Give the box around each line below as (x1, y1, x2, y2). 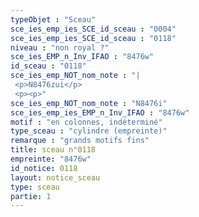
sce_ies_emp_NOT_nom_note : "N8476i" (10, 98, 168, 108)
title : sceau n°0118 (10, 145, 97, 155)
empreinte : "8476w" (10, 154, 92, 164)
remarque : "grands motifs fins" (10, 136, 150, 146)
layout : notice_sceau (10, 172, 101, 183)
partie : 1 (10, 191, 52, 201)
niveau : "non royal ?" (10, 42, 110, 53)
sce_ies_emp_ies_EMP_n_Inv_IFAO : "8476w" (10, 107, 190, 118)
